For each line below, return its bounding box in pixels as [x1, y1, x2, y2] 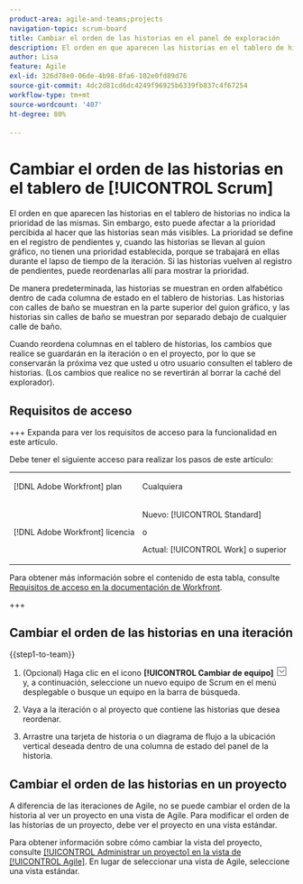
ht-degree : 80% [9, 109, 67, 119]
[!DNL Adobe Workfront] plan [13, 480, 123, 491]
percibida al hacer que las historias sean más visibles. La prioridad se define [9, 227, 293, 238]
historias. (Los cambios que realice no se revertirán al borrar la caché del [9, 368, 281, 378]
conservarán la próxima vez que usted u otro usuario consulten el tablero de [9, 358, 293, 369]
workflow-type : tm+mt [9, 90, 91, 99]
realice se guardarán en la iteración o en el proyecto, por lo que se [9, 348, 256, 360]
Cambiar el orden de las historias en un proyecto [9, 776, 287, 792]
